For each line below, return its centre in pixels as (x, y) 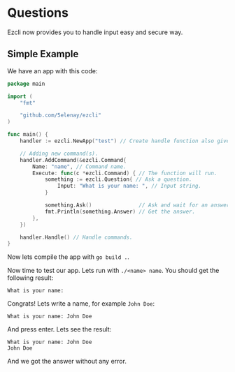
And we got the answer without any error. (67, 362)
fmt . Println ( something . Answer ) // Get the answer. (120, 211)
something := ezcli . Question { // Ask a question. (118, 179)
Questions (38, 13)
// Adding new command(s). (59, 154)
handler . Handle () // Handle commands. (76, 237)
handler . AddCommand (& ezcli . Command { (73, 160)
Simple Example (43, 54)
